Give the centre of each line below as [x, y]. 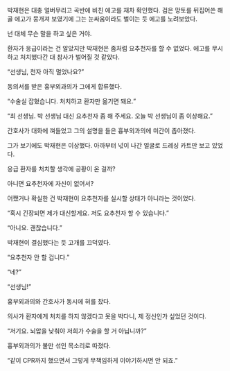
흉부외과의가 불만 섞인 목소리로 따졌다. [59, 346]
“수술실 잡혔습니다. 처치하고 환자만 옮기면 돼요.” [72, 101]
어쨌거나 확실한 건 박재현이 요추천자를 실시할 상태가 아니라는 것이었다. [101, 198]
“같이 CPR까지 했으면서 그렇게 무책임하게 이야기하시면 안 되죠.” [92, 360]
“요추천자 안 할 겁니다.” [38, 257]
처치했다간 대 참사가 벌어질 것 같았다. [70, 57]
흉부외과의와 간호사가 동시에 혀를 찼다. [59, 301]
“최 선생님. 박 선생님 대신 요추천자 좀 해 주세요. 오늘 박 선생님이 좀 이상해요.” [110, 116]
